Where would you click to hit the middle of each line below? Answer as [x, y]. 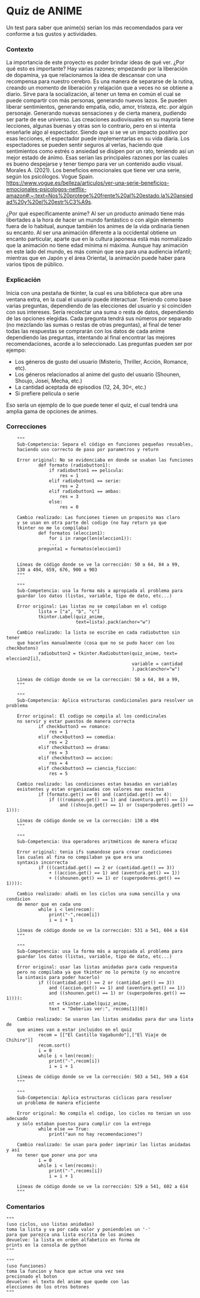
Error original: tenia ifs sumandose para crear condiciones [94, 852]
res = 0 [69, 507]
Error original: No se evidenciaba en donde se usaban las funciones [105, 460]
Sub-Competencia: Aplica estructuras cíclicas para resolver [94, 1097]
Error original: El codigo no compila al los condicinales [92, 716]
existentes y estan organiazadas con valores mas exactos [90, 789]
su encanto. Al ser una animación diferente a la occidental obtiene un [91, 233]
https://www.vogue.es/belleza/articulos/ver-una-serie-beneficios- [88, 183]
